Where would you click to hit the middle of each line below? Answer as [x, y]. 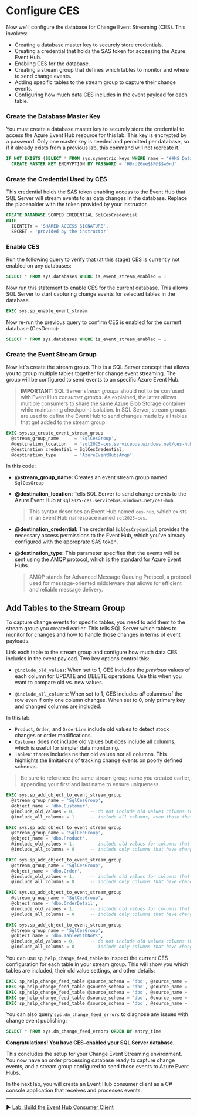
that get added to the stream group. [63, 422]
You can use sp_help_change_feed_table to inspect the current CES [87, 958]
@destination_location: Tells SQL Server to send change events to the [100, 494]
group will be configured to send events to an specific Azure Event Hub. [93, 380]
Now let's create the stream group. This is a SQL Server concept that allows [98, 367]
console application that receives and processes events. [74, 1090]
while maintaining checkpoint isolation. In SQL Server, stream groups [103, 410]
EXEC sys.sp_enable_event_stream [47, 311]
